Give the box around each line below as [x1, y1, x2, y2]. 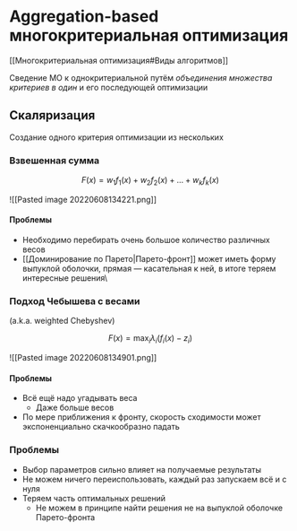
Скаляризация [9, 108, 96, 123]
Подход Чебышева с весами [9, 294, 140, 307]
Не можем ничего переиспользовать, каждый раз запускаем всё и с [21, 474, 287, 484]
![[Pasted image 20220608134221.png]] [9, 194, 157, 205]
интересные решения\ [21, 273, 108, 283]
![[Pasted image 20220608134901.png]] [9, 353, 157, 363]
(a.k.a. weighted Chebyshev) [9, 316, 115, 326]
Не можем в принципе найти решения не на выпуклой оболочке [35, 502, 284, 513]
